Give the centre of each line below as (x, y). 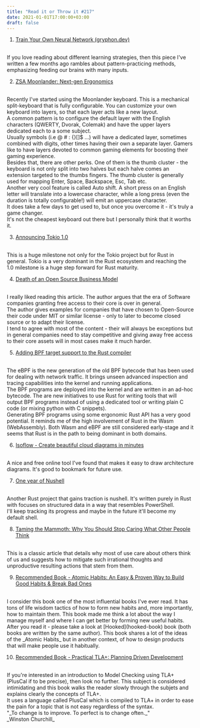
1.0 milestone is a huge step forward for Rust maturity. (73, 267)
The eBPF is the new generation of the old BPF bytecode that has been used (100, 371)
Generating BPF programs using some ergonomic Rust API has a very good (99, 415)
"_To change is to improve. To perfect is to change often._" (78, 713)
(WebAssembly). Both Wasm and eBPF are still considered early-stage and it (100, 427)
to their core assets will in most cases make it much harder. (79, 341)
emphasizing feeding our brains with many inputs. (68, 70)
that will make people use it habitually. (53, 646)
